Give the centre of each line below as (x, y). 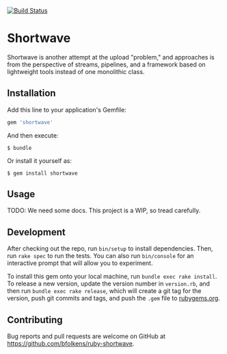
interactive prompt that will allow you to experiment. (80, 263)
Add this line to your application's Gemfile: (67, 110)
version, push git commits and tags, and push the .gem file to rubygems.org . (114, 299)
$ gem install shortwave (42, 173)
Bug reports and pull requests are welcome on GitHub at (86, 336)
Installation (31, 93)
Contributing (35, 319)
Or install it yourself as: (39, 160)
